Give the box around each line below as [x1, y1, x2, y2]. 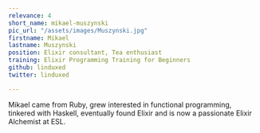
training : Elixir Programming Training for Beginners [8, 57, 191, 65]
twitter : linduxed [8, 71, 69, 79]
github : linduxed [8, 64, 66, 72]
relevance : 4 [8, 11, 52, 20]
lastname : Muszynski [8, 41, 77, 49]
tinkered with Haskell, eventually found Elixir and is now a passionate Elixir [8, 108, 253, 118]
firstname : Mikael [8, 33, 69, 42]
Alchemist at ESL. [8, 116, 66, 126]
